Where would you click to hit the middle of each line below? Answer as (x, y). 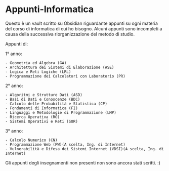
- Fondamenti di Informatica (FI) (42, 108)
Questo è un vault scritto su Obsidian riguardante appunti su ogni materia (82, 23)
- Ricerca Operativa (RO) (32, 117)
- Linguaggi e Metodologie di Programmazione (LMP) (61, 112)
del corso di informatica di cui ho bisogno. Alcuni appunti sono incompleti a (84, 28)
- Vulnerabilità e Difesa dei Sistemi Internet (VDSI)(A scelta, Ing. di (85, 149)
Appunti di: (17, 44)
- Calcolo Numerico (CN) (31, 140)
